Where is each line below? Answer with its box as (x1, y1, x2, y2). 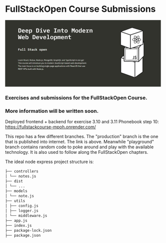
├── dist (5, 179, 23, 184)
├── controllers (5, 169, 39, 174)
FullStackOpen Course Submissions (5, 3, 156, 15)
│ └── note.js (5, 194, 35, 199)
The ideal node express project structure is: (5, 159, 94, 165)
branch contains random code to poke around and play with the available (5, 144, 154, 150)
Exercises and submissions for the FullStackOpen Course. (5, 94, 148, 101)
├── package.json (5, 233, 41, 238)
